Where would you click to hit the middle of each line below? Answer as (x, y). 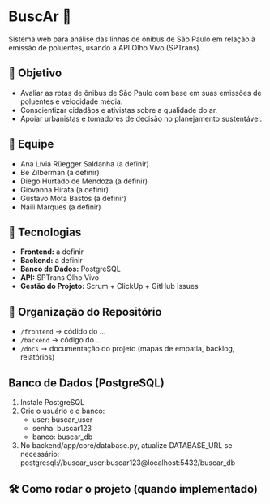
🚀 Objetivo (35, 73)
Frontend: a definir (51, 252)
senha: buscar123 (62, 428)
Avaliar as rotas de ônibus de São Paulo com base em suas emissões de (141, 93)
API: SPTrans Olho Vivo (60, 278)
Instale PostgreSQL (52, 402)
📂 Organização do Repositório (85, 312)
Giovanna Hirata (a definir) (64, 189)
